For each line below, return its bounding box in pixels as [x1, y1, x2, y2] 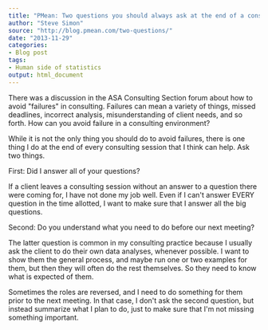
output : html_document [8, 71, 84, 79]
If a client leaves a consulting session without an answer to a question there [8, 181, 258, 191]
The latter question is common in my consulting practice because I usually [8, 238, 253, 247]
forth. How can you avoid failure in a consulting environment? [8, 118, 211, 128]
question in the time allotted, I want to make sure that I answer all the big [8, 198, 246, 208]
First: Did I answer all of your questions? [8, 166, 140, 175]
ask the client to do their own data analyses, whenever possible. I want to [8, 246, 250, 256]
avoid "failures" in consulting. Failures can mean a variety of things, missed [8, 101, 256, 111]
